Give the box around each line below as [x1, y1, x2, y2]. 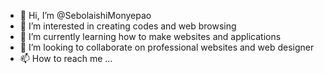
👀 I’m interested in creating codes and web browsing [19, 20, 237, 32]
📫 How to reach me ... [19, 53, 113, 64]
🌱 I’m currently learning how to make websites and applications [19, 31, 282, 42]
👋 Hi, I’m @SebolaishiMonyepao [19, 10, 152, 21]
